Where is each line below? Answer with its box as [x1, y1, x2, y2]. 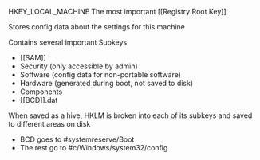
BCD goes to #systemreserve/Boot [19, 135, 135, 144]
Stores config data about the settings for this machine [8, 22, 186, 31]
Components [19, 87, 63, 96]
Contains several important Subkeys [8, 37, 128, 47]
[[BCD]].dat [19, 96, 58, 104]
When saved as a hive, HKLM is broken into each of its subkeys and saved [8, 111, 253, 120]
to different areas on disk [8, 119, 91, 128]
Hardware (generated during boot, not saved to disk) [19, 79, 194, 88]
